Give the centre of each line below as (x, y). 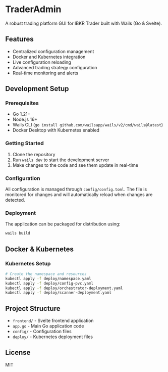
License (18, 353)
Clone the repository (34, 154)
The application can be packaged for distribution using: (63, 224)
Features (19, 39)
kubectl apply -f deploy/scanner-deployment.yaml (59, 293)
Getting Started (24, 144)
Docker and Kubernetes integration (49, 57)
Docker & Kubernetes (40, 249)
